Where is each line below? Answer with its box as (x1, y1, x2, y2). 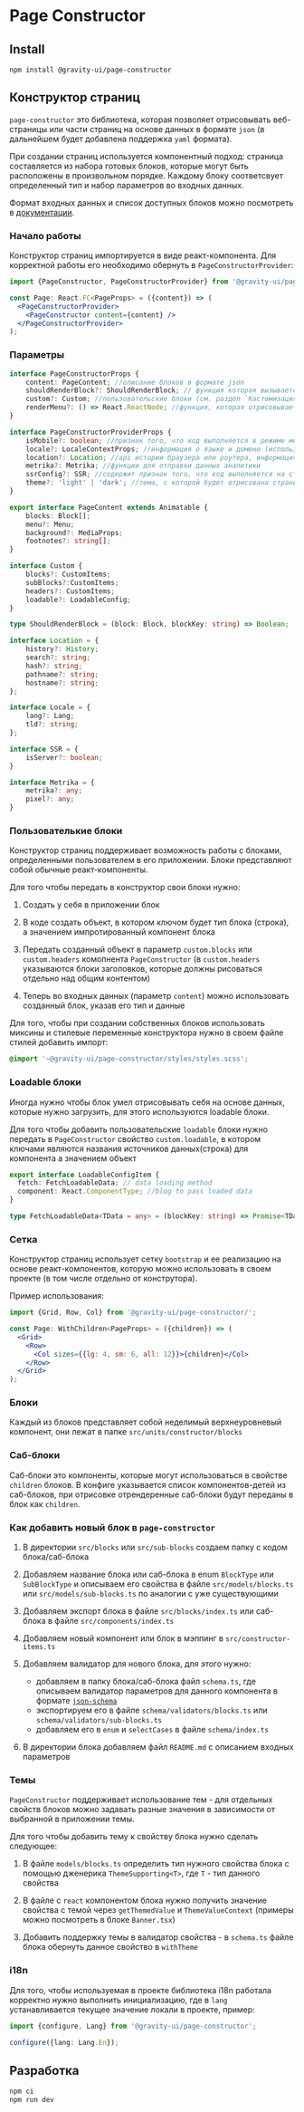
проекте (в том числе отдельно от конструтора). (9, 1273, 198, 1284)
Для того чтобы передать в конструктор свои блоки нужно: (9, 882, 241, 893)
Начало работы (9, 229, 81, 242)
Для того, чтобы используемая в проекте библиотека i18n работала (9, 1984, 272, 1995)
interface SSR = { (9, 744, 79, 754)
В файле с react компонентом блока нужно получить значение (22, 1895, 267, 1906)
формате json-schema (35, 1695, 118, 1706)
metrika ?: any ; (25, 786, 83, 795)
